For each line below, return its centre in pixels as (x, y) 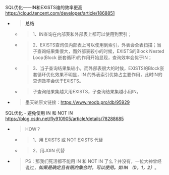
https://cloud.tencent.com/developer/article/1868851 (60, 13)
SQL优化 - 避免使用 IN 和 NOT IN (39, 113)
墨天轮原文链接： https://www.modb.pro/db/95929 (77, 102)
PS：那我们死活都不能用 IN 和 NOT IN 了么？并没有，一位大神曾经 (93, 161)
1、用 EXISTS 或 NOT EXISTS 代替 (68, 140)
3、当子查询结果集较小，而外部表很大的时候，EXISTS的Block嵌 (98, 68)
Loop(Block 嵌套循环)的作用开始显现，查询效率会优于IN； (92, 57)
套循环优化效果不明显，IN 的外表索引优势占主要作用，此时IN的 (97, 74)
